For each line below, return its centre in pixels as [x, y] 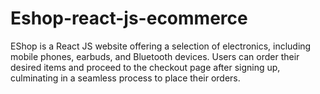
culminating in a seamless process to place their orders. [125, 78]
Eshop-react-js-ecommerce [129, 18]
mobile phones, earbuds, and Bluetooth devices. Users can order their [155, 56]
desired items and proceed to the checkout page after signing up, [145, 67]
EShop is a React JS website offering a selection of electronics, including [161, 46]
